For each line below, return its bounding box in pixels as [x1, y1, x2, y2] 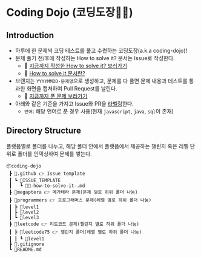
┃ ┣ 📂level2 [8, 209, 39, 216]
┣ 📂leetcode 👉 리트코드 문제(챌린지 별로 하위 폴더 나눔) [8, 221, 139, 227]
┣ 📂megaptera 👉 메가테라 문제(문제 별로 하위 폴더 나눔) [8, 189, 138, 195]
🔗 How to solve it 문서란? [24, 70, 86, 76]
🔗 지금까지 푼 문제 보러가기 [24, 92, 88, 100]
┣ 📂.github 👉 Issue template [8, 171, 85, 177]
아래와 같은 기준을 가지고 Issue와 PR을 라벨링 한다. [15, 100, 134, 107]
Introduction [6, 30, 54, 40]
